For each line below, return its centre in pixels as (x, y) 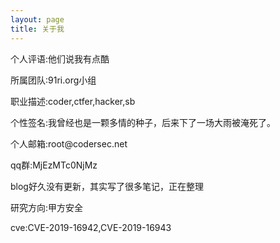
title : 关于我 (37, 29)
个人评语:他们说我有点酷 (60, 58)
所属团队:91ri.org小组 (53, 80)
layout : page (37, 19)
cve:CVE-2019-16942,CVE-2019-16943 (91, 227)
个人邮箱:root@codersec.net (69, 143)
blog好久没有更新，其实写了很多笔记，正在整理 (107, 186)
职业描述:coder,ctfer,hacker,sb (73, 101)
